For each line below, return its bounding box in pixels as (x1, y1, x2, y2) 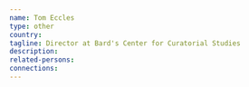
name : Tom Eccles (9, 13, 75, 23)
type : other (9, 22, 54, 31)
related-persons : (9, 55, 75, 64)
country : (9, 30, 43, 39)
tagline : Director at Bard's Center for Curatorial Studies (9, 38, 242, 48)
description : (9, 47, 59, 56)
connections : (9, 64, 59, 73)
